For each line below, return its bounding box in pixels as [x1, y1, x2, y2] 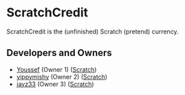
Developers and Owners [6, 47, 113, 59]
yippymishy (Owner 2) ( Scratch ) [16, 72, 108, 81]
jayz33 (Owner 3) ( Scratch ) [16, 80, 94, 88]
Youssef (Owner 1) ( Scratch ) [16, 65, 97, 73]
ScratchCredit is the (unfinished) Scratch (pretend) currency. [6, 27, 179, 36]
